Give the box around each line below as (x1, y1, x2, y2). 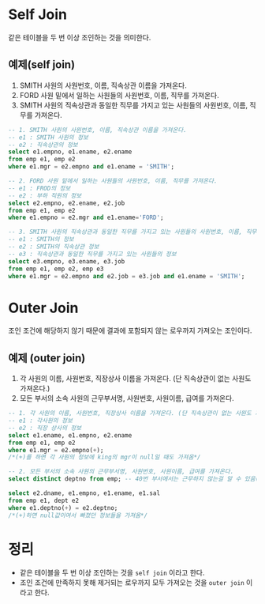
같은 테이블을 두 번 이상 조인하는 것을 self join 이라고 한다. (19, 568, 205, 578)
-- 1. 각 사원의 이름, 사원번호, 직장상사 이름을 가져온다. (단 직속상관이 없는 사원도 (8, 410, 252, 417)
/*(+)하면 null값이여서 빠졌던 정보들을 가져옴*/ (8, 512, 148, 519)
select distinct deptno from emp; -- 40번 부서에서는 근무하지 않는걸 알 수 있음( (8, 475, 259, 483)
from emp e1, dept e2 (8, 496, 80, 504)
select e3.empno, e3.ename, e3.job (8, 257, 125, 266)
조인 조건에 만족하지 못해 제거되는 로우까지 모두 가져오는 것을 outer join (19, 578, 244, 587)
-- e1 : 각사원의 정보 (8, 417, 73, 425)
